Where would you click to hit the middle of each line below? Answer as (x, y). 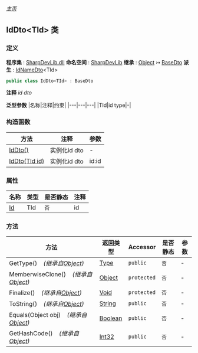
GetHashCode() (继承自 (44, 334)
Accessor (142, 247)
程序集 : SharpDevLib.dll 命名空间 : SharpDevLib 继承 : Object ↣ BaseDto (94, 62)
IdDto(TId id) (27, 161)
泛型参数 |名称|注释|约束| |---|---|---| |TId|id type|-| (69, 105)
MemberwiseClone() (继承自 (51, 274)
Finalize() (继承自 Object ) (46, 293)
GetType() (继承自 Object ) (47, 263)
